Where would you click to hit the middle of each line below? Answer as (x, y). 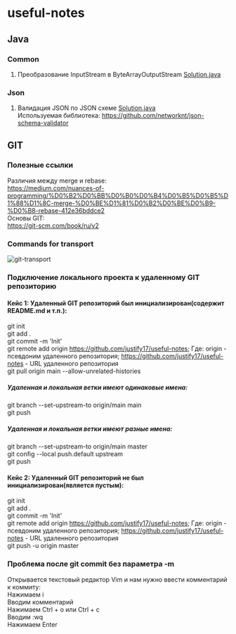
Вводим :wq (25, 617)
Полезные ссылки (40, 165)
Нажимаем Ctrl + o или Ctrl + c (53, 609)
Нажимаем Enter (32, 624)
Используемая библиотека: (59, 116)
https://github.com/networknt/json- (153, 116)
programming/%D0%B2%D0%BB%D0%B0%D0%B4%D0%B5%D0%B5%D (118, 195)
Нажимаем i (26, 595)
